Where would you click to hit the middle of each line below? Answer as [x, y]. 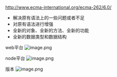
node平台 [15, 58]
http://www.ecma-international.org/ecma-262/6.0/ [58, 7]
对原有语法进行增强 [33, 24]
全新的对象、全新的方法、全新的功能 [51, 30]
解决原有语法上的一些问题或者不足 [49, 18]
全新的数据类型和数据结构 [40, 37]
